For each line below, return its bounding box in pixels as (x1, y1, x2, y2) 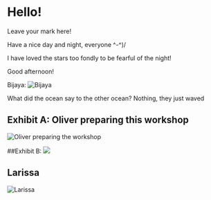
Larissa (7, 167, 40, 179)
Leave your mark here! (7, 27, 71, 35)
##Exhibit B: (7, 147, 42, 155)
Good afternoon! (7, 67, 54, 75)
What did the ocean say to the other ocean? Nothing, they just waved (7, 94, 205, 102)
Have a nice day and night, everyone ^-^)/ (7, 40, 127, 48)
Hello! (7, 4, 42, 20)
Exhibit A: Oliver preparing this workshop (7, 114, 189, 126)
